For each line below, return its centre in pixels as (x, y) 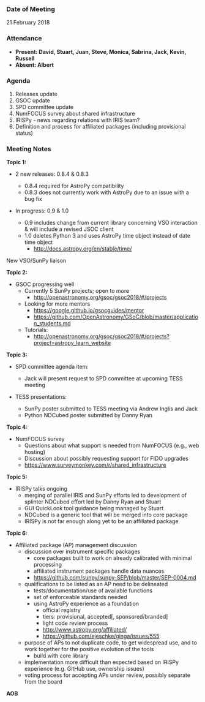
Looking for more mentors (57, 304)
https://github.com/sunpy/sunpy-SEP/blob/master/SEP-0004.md (115, 578)
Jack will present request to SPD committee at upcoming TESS (103, 379)
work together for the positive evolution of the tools (89, 649)
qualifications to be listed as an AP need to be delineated (96, 584)
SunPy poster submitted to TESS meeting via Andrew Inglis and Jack (111, 409)
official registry (61, 610)
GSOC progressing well (45, 284)
